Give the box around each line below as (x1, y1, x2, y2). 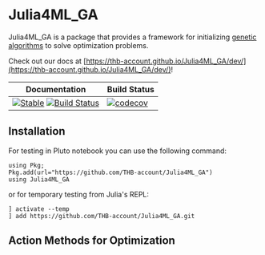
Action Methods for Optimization (8, 234, 176, 248)
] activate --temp (8, 204, 70, 213)
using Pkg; (8, 161, 45, 169)
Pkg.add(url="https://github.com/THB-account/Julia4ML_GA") (8, 168, 214, 176)
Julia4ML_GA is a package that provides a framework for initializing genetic (8, 32, 257, 42)
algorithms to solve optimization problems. (8, 40, 149, 50)
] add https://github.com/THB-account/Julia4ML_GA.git (8, 212, 195, 220)
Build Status (106, 83, 155, 95)
